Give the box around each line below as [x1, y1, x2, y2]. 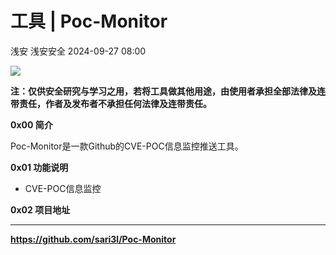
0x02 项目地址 [10, 203, 71, 216]
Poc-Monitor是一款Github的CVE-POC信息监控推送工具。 [10, 140, 244, 152]
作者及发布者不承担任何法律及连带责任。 [44, 97, 212, 109]
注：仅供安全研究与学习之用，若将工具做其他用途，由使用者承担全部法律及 [10, 85, 317, 97]
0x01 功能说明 [10, 161, 69, 173]
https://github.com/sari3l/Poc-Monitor [10, 233, 177, 245]
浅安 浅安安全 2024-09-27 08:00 [10, 45, 147, 57]
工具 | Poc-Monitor [10, 10, 168, 33]
